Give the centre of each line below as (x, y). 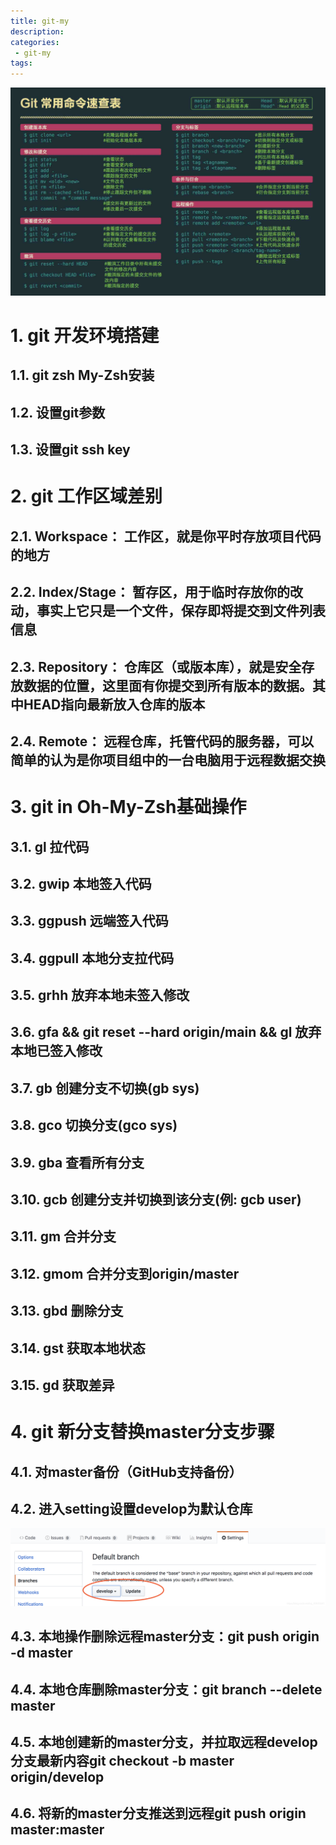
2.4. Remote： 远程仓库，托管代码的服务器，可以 (162, 741)
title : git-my (40, 21)
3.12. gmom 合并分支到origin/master (125, 1273)
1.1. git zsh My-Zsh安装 (82, 375)
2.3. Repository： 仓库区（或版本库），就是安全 (156, 666)
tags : (21, 63)
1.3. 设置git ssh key (70, 450)
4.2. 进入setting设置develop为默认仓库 (131, 1508)
